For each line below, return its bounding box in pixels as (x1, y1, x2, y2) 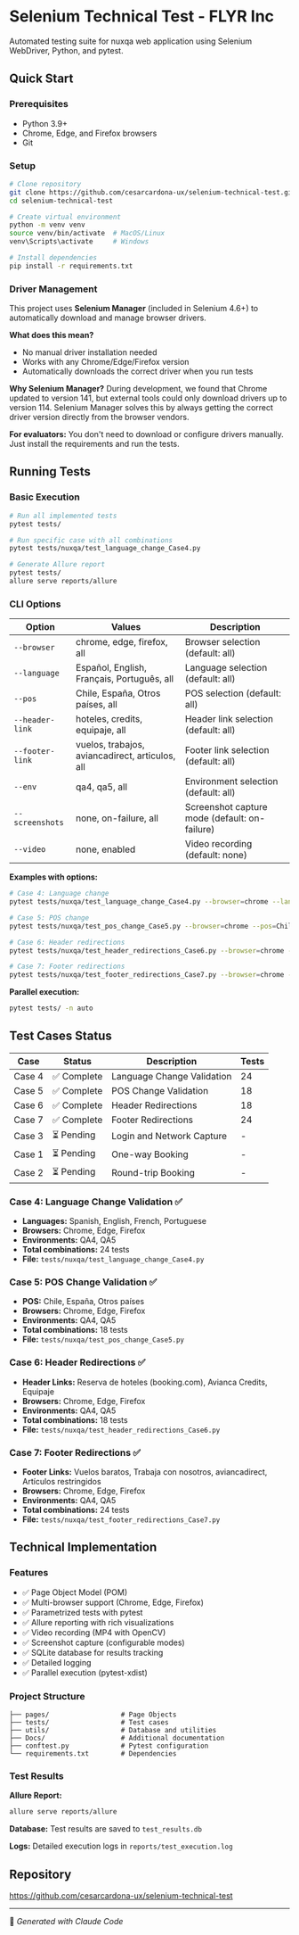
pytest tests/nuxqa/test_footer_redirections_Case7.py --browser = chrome (9, 971, 285, 980)
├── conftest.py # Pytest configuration (9, 1741, 209, 1750)
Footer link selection (184, 744, 270, 757)
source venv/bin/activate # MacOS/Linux (9, 229, 166, 238)
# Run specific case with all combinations (9, 535, 174, 545)
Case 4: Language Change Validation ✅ (9, 1195, 183, 1208)
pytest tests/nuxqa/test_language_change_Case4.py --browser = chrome (9, 897, 269, 906)
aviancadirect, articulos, (75, 749, 176, 762)
